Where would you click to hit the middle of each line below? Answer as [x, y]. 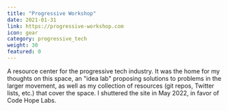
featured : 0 [24, 52]
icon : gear [23, 33]
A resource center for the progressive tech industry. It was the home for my [114, 71]
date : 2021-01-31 [32, 20]
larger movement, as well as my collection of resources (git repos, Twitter [111, 86]
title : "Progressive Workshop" [52, 13]
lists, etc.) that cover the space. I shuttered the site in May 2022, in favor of [113, 92]
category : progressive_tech [47, 39]
